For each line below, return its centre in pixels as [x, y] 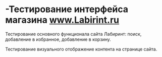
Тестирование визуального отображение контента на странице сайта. [81, 49]
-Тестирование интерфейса [67, 9]
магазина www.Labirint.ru [62, 20]
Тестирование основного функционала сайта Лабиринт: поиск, [73, 34]
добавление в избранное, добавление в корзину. [58, 39]
